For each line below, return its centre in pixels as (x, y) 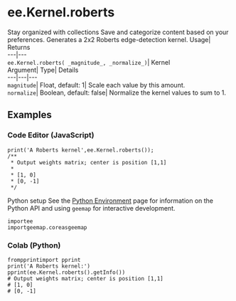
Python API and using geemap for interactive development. (91, 208)
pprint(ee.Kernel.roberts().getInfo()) (66, 272)
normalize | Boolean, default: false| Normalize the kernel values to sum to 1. (117, 93)
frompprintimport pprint (44, 260)
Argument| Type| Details (43, 70)
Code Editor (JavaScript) (51, 135)
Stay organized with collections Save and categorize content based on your (118, 32)
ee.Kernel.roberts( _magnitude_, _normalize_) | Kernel (89, 62)
